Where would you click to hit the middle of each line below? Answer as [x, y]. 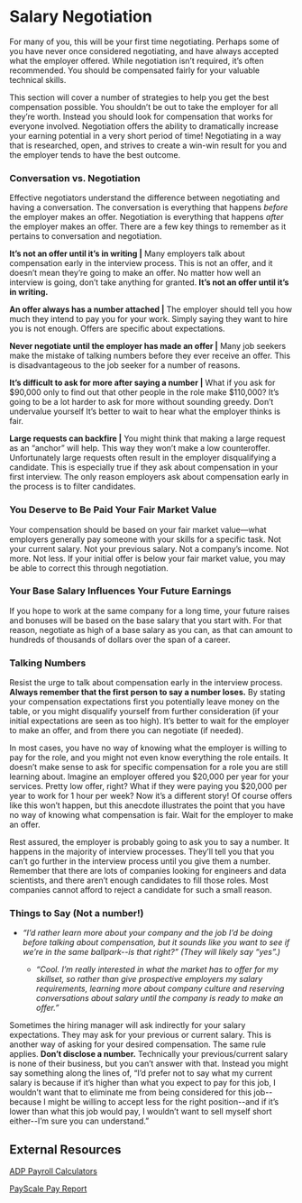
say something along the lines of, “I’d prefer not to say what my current [141, 1073]
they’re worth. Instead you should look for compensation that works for [141, 116]
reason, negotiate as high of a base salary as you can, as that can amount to [151, 629]
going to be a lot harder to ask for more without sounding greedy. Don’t [142, 402]
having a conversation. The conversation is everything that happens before [149, 207]
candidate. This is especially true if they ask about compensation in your [144, 467]
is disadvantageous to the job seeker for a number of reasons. [125, 365]
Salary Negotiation [81, 17]
